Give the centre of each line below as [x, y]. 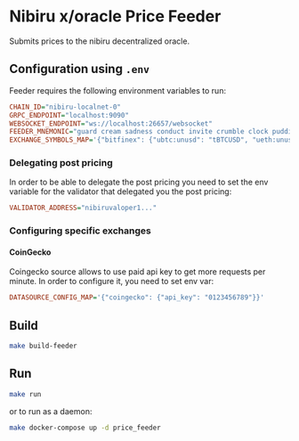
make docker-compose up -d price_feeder [85, 428]
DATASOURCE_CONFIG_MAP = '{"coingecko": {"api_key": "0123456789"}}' [137, 298]
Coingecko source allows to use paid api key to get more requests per [137, 272]
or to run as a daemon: [51, 411]
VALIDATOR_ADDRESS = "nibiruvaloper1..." [83, 208]
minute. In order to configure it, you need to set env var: [112, 282]
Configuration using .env [79, 69]
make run [25, 394]
